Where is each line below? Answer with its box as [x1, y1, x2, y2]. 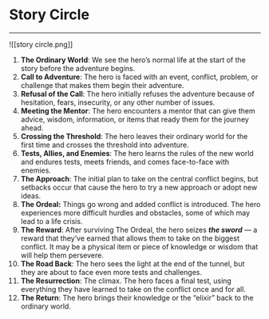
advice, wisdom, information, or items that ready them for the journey [20, 114, 250, 124]
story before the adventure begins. [20, 63, 136, 73]
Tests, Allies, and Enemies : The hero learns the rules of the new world [20, 148, 254, 158]
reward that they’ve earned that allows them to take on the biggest [20, 233, 240, 243]
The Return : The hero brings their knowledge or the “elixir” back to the [20, 293, 254, 302]
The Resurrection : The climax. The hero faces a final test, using [20, 276, 232, 285]
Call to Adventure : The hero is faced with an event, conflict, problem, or [20, 72, 259, 82]
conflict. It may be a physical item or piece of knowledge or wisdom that [20, 241, 259, 251]
